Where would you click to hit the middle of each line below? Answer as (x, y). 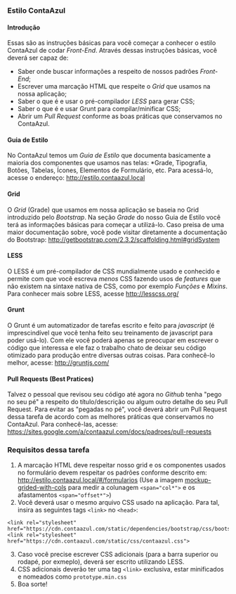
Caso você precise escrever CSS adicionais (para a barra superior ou (118, 555)
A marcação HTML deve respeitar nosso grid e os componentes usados (122, 465)
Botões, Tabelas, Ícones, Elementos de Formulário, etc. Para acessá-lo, (110, 170)
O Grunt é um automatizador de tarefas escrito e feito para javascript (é (111, 325)
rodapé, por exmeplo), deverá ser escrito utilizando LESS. (101, 562)
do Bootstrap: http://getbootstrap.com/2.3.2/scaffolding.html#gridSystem (113, 239)
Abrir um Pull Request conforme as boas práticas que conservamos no (120, 116)
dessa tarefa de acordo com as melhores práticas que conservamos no (111, 417)
